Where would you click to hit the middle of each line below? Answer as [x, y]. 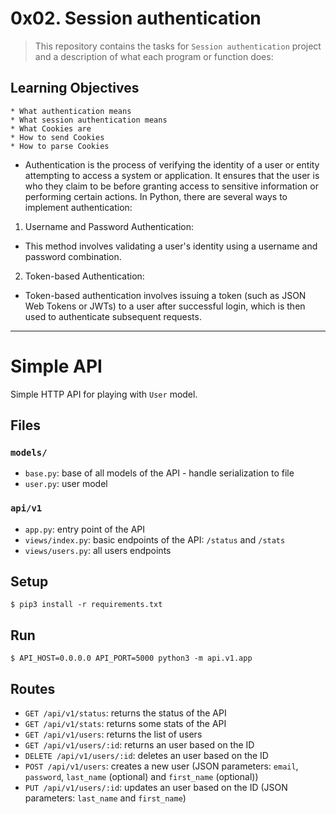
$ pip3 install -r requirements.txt [86, 605]
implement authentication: [78, 207]
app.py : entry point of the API [85, 529]
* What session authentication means [89, 120]
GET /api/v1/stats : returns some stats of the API [125, 724]
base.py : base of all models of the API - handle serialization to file [159, 473]
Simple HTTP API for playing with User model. [104, 394]
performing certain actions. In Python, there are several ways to [156, 196]
